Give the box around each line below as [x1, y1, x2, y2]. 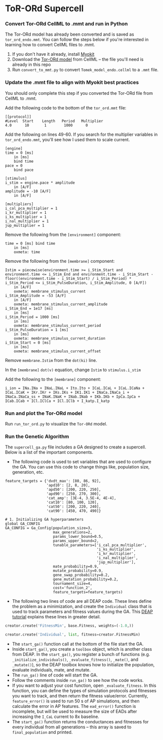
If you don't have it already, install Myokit [12, 51, 95, 57]
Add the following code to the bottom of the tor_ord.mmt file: [5, 105, 127, 110]
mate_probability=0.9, [53, 564, 99, 569]
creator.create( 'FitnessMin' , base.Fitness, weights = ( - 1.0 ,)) [5, 623, 134, 628]
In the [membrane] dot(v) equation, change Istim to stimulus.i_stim [5, 367, 141, 373]
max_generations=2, [53, 530, 92, 535]
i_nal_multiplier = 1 [5, 218, 49, 224]
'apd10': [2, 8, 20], [46, 483, 91, 488]
